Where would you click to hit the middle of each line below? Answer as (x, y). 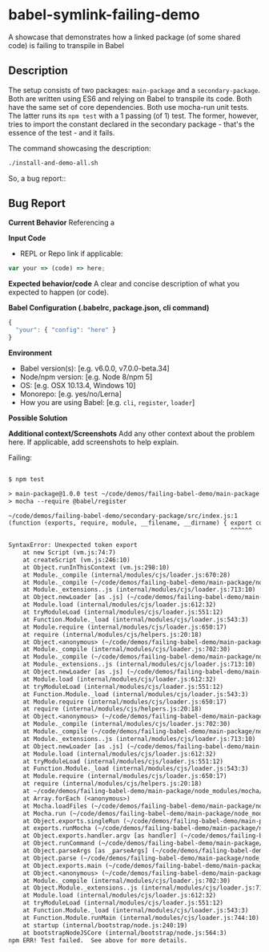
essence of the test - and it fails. (62, 132)
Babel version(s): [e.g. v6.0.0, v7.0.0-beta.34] (94, 368)
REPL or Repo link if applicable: (71, 253)
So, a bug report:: (37, 178)
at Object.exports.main (62, 865)
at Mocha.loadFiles (55, 806)
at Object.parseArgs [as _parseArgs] (86, 851)
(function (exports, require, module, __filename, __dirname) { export (130, 523)
